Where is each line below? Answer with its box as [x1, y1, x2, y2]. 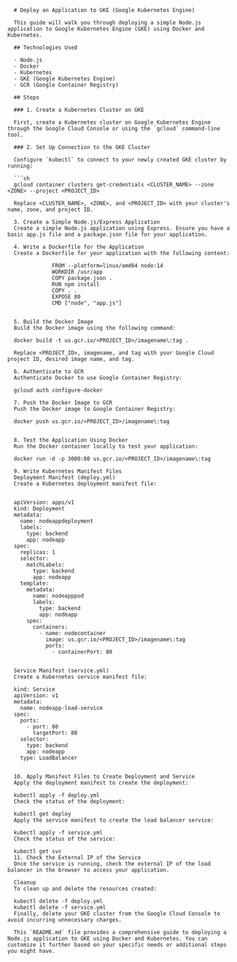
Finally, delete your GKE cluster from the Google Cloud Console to [13, 910, 221, 917]
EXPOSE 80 [52, 293, 81, 300]
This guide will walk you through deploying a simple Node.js [13, 19, 202, 26]
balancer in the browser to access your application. [7, 867, 170, 874]
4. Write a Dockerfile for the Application [13, 244, 144, 251]
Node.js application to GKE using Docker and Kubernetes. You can [7, 935, 208, 942]
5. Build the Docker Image [13, 318, 94, 325]
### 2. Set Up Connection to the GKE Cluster [13, 144, 151, 151]
